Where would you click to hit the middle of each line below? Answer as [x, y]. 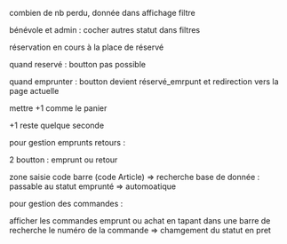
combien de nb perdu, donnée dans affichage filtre [102, 13]
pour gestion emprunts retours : [68, 142]
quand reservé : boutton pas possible [78, 64]
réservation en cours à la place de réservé [87, 47]
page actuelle [34, 91]
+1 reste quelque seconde [57, 125]
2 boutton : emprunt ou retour [64, 160]
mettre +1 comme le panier [58, 108]
